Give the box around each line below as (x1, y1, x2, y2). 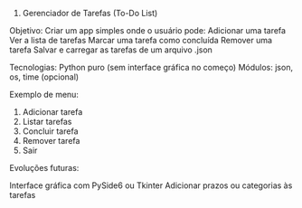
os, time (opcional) (9, 71, 80, 82)
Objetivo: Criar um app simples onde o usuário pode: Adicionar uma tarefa (9, 25, 287, 35)
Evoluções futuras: (9, 163, 80, 173)
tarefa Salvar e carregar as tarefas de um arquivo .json (9, 44, 212, 55)
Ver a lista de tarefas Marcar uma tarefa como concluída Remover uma (9, 35, 273, 45)
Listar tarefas (22, 117, 72, 127)
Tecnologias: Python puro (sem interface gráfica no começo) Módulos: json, (9, 62, 294, 72)
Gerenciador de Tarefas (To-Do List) (22, 8, 158, 18)
